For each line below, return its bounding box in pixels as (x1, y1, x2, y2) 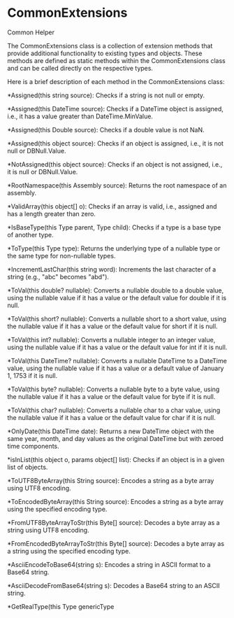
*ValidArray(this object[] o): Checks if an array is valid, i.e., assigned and (7, 202, 217, 211)
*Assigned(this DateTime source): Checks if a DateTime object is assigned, (7, 104, 224, 113)
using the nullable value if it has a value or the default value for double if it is (7, 293, 227, 302)
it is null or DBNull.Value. (7, 167, 78, 176)
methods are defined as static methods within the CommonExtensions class (7, 56, 226, 64)
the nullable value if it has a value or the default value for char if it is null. (7, 413, 216, 421)
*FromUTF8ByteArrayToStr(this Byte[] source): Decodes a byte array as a (7, 518, 220, 526)
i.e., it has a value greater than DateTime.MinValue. (7, 112, 154, 120)
